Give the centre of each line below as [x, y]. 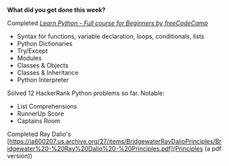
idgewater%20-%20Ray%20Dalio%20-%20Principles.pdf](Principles [105, 149]
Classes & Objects [43, 65]
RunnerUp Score [40, 113]
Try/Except [32, 51]
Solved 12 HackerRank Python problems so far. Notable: [86, 93]
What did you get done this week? [56, 10]
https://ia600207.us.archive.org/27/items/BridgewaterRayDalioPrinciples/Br [116, 141]
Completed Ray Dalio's [39, 134]
